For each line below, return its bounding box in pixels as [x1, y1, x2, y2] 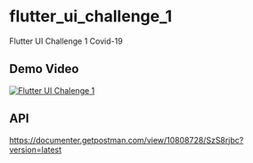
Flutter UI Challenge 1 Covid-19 [9, 36, 123, 46]
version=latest [9, 144, 62, 155]
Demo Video [9, 61, 79, 77]
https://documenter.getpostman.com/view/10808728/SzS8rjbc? [9, 134, 244, 145]
